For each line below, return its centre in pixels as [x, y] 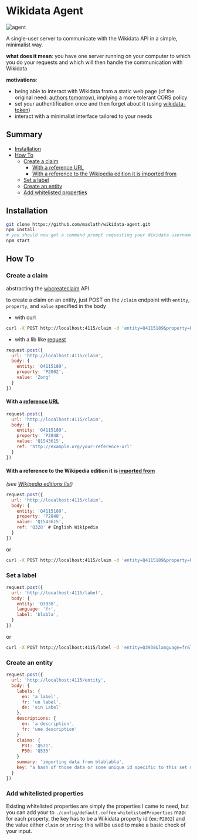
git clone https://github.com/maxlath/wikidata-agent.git [78, 224]
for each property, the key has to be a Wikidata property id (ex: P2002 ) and [96, 818]
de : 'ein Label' [41, 707]
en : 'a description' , [48, 724]
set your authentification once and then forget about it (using [88, 103]
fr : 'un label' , [41, 702]
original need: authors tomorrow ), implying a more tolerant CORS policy [101, 97]
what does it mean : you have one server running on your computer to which [98, 56]
